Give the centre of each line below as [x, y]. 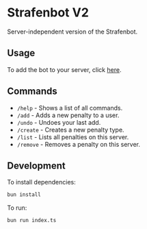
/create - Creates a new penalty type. [70, 130]
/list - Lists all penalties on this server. [73, 137]
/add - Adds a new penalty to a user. [68, 115]
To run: [17, 208]
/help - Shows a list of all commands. [70, 108]
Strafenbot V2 [48, 13]
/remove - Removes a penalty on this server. [78, 144]
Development [37, 166]
